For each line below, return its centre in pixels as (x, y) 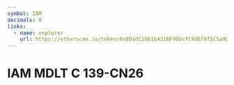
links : (17, 26)
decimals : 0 (24, 20)
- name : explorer (39, 33)
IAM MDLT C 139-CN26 (76, 74)
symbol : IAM (24, 13)
